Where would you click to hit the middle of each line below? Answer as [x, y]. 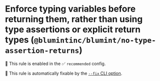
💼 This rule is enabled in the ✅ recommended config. [55, 64]
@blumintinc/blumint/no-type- [95, 40]
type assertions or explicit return [73, 30]
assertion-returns [42, 51]
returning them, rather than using [74, 19]
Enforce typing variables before [71, 9]
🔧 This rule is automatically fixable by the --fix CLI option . [64, 73]
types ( [19, 40]
